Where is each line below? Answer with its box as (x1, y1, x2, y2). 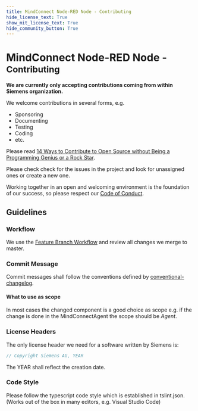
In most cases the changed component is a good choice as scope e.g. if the (6, 306, 192, 313)
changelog (6, 279, 33, 287)
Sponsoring (14, 111, 43, 118)
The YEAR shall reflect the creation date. (6, 363, 106, 370)
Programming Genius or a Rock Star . (6, 154, 95, 161)
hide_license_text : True (6, 14, 68, 20)
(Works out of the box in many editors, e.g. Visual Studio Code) (6, 398, 161, 405)
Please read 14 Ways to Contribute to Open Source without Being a (6, 148, 171, 155)
